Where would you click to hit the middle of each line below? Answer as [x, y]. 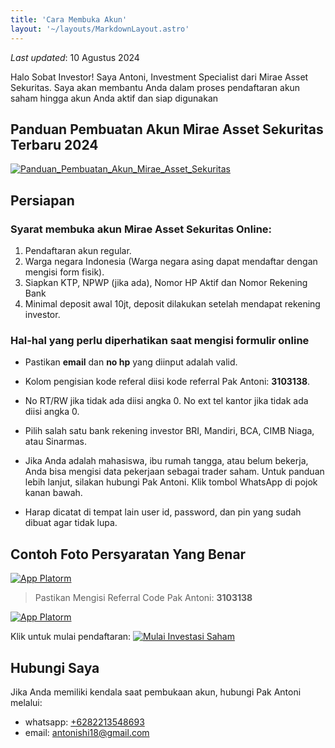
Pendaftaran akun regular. [78, 250]
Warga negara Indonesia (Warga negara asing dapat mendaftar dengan [171, 261]
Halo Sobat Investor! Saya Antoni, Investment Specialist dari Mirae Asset [159, 77]
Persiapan [42, 200]
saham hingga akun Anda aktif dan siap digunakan [114, 98]
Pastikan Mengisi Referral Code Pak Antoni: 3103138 [143, 598]
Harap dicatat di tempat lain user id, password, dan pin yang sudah [163, 512]
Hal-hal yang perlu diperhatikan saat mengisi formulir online [160, 340]
